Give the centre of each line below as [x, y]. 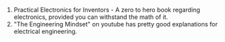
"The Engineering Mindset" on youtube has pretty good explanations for [116, 24]
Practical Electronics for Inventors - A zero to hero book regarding [107, 10]
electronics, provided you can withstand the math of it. [91, 17]
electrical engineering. [45, 31]
